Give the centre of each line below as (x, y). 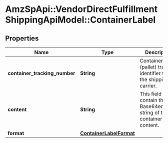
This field (150, 94)
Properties (22, 38)
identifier (150, 73)
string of (150, 112)
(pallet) (148, 67)
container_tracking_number (41, 73)
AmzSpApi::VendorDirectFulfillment (81, 9)
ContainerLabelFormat (107, 133)
